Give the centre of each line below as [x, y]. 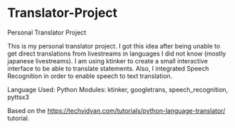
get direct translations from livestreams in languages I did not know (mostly [117, 53]
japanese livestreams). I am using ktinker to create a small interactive [108, 60]
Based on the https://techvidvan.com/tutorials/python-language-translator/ [116, 110]
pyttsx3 [18, 97]
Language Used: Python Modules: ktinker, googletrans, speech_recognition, [117, 89]
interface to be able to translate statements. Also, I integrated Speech [108, 68]
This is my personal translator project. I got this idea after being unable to [114, 46]
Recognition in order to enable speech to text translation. [90, 76]
